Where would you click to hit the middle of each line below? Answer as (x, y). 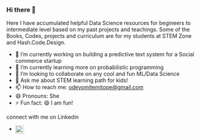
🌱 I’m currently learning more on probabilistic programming (89, 67)
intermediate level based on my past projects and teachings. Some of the (98, 29)
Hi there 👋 (21, 10)
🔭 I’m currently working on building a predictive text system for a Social (105, 54)
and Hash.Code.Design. (36, 43)
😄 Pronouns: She (37, 96)
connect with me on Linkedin (43, 117)
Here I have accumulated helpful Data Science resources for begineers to (98, 23)
